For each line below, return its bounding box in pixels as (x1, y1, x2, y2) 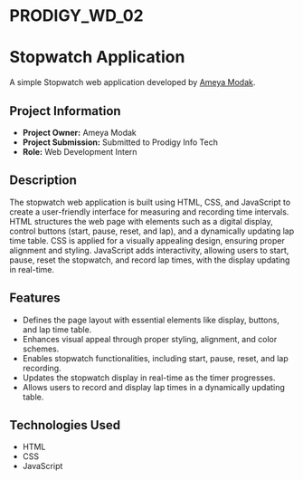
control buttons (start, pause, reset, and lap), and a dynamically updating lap (9, 226, 295, 236)
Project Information (9, 103, 121, 119)
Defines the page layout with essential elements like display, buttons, (22, 314, 280, 325)
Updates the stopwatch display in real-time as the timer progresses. (22, 372, 276, 383)
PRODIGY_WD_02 (9, 5, 144, 26)
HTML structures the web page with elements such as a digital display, (9, 216, 273, 226)
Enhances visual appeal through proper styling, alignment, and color (22, 333, 278, 344)
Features (9, 291, 61, 306)
